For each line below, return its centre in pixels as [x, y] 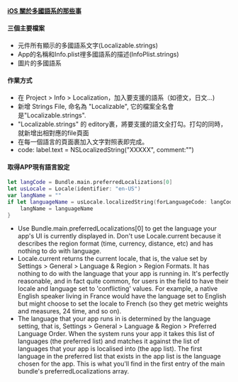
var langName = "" [34, 195]
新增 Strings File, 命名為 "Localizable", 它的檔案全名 [92, 106]
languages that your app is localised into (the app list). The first [110, 349]
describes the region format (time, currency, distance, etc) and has [115, 243]
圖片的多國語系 [39, 63]
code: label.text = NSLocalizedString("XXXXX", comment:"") [106, 150]
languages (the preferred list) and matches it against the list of [108, 341]
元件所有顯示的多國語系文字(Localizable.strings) [87, 45]
